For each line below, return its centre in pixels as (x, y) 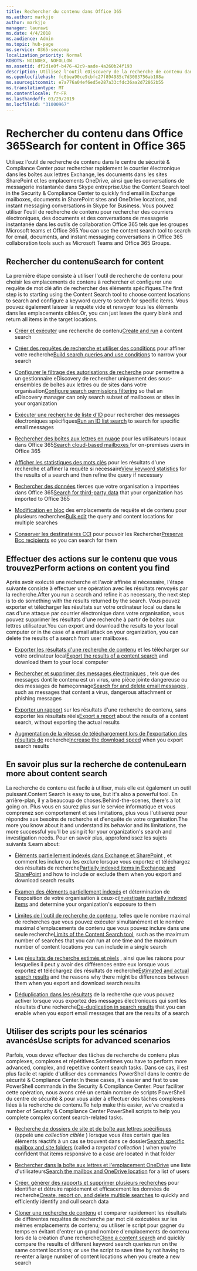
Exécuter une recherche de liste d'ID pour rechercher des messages (97, 415)
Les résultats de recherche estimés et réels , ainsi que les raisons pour (100, 958)
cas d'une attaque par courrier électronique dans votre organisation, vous (95, 613)
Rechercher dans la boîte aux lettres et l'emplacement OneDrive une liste (103, 1165)
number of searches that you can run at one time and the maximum (96, 940)
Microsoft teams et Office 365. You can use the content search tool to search (98, 231)
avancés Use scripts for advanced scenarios (89, 1041)
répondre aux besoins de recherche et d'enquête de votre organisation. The (97, 819)
